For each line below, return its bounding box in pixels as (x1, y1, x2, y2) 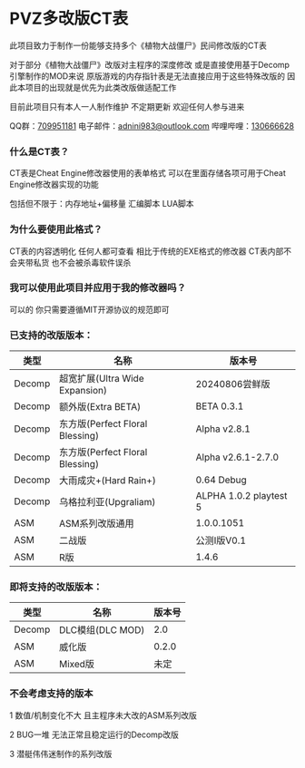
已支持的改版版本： (9, 328, 93, 341)
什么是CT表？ (9, 145, 70, 158)
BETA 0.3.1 (195, 400, 244, 413)
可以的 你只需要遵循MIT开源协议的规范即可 (9, 304, 170, 315)
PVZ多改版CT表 (9, 8, 129, 29)
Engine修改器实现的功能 (9, 179, 100, 190)
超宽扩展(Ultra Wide (58, 373, 144, 385)
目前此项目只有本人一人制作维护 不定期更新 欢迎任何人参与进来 (9, 101, 245, 112)
